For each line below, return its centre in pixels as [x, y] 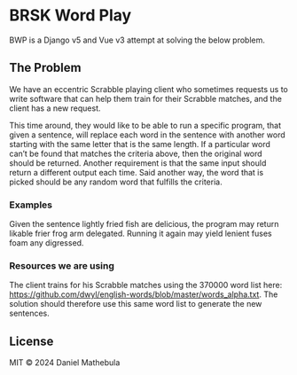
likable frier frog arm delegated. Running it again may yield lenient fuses [141, 234]
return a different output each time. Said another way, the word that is [137, 172]
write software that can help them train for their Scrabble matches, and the [145, 98]
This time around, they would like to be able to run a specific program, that [145, 125]
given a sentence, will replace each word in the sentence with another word [147, 135]
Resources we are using [62, 265]
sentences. [30, 313]
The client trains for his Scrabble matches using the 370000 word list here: [146, 285]
